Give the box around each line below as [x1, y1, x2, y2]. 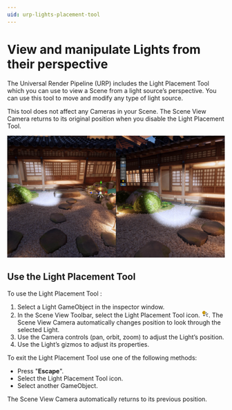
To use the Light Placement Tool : [7, 289, 102, 298]
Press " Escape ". [17, 367, 64, 375]
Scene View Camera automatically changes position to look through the [17, 318, 221, 327]
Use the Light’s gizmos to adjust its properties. [17, 340, 150, 348]
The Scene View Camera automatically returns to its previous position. [7, 395, 207, 403]
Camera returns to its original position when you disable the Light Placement [7, 114, 224, 123]
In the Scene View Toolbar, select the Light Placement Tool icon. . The [17, 311, 224, 319]
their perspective [7, 56, 108, 72]
